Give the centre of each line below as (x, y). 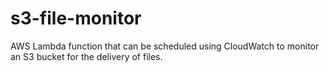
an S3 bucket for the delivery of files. (86, 56)
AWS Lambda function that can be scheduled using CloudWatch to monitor (165, 46)
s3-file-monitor (76, 18)
